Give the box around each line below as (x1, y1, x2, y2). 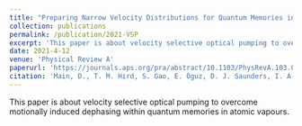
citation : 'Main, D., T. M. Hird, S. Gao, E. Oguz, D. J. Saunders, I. (9, 72, 283, 81)
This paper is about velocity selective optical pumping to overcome (9, 96, 258, 107)
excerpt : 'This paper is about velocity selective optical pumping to (9, 38, 280, 48)
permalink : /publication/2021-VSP (9, 30, 139, 39)
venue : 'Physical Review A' (9, 55, 115, 64)
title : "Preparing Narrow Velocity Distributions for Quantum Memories (9, 13, 283, 22)
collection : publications (9, 22, 106, 31)
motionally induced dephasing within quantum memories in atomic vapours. (9, 105, 290, 117)
